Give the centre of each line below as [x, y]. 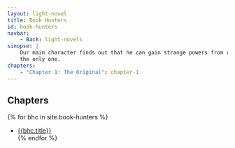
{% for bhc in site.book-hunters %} [58, 117]
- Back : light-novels [51, 40]
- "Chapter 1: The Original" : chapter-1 [79, 72]
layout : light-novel [37, 14]
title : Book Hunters [37, 20]
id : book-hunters [33, 27]
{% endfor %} [37, 138]
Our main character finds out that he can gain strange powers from [122, 53]
